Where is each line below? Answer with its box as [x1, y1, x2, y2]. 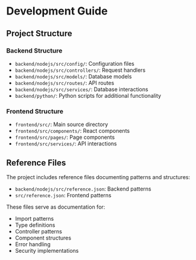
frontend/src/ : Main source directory [14, 121, 109, 128]
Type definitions [14, 221, 55, 229]
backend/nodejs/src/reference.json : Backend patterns [14, 185, 152, 192]
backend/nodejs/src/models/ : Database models [14, 72, 132, 80]
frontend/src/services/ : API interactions [14, 140, 117, 147]
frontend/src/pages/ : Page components [14, 134, 115, 141]
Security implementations [14, 247, 79, 254]
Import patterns [14, 215, 54, 222]
